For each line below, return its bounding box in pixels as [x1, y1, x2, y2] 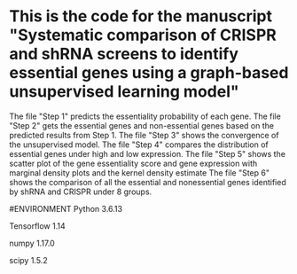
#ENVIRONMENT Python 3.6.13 [9, 203, 122, 214]
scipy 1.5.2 [9, 254, 48, 265]
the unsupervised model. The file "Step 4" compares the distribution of [9, 139, 269, 150]
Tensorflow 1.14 [9, 220, 66, 231]
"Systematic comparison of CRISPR [9, 25, 277, 45]
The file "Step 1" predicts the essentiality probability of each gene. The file [9, 111, 281, 121]
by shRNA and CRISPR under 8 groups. [9, 186, 152, 197]
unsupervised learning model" [9, 82, 239, 102]
